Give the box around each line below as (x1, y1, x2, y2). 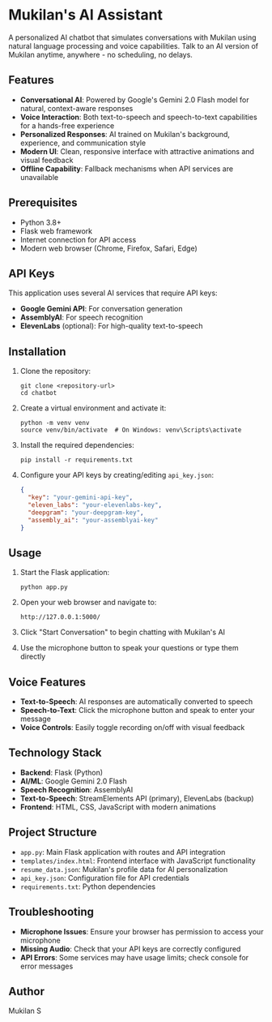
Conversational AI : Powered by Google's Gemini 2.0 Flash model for (19, 95, 249, 105)
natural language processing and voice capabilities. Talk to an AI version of (8, 41, 259, 50)
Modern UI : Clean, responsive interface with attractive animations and (19, 146, 255, 156)
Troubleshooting (8, 905, 95, 919)
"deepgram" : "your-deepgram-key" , (28, 509, 144, 517)
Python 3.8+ (19, 217, 62, 227)
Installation (8, 345, 66, 359)
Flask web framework (19, 225, 93, 236)
